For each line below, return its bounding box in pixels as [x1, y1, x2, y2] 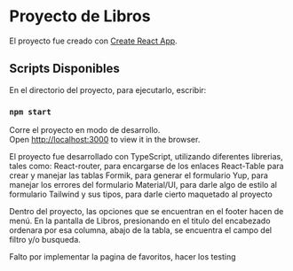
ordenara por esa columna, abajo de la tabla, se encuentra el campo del [9, 225, 273, 236]
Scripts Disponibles [9, 61, 120, 76]
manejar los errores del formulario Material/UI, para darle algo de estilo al [9, 180, 278, 190]
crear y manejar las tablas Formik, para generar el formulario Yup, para [9, 170, 269, 181]
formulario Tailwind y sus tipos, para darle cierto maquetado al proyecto [9, 189, 273, 200]
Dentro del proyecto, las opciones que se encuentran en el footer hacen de [9, 206, 284, 217]
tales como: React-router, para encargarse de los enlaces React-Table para [9, 161, 284, 172]
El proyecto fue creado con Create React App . [9, 35, 178, 46]
